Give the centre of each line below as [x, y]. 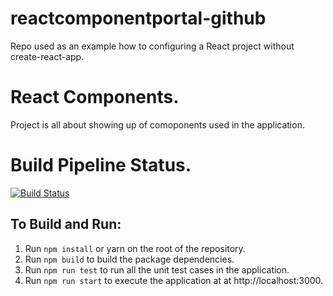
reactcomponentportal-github [138, 18]
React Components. [95, 97]
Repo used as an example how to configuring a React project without [152, 46]
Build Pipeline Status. [101, 165]
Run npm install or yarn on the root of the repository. [135, 248]
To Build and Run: [66, 224]
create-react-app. [47, 56]
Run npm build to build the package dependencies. [129, 259]
